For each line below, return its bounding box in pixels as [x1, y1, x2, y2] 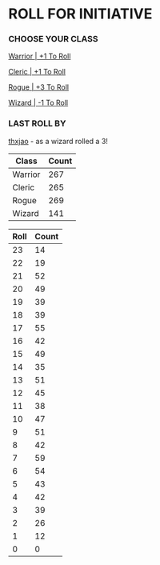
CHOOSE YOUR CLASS [8, 34, 98, 45]
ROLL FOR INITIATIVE [8, 5, 153, 23]
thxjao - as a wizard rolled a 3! [8, 136, 108, 146]
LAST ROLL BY [8, 118, 66, 129]
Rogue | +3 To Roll [8, 82, 70, 92]
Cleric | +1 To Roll [8, 67, 66, 77]
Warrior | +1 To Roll [8, 51, 71, 61]
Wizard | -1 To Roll [8, 98, 69, 108]
